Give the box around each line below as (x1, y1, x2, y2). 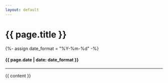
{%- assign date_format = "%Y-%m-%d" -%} (5, 45, 99, 51)
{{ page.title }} (5, 28, 67, 40)
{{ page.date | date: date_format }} (5, 57, 79, 63)
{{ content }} (5, 72, 31, 78)
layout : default (5, 7, 39, 12)
